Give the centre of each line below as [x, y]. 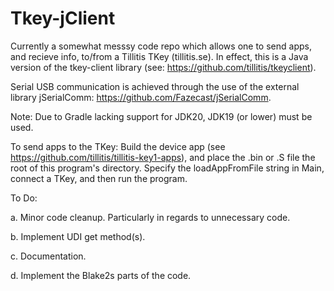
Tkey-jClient [63, 18]
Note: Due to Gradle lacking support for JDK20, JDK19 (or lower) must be [161, 116]
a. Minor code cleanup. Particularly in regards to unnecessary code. [150, 217]
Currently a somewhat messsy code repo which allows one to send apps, [161, 46]
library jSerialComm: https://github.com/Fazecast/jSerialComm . [141, 97]
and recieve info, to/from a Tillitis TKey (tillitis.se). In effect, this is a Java [159, 56]
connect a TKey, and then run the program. [99, 178]
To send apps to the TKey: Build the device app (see [118, 146]
